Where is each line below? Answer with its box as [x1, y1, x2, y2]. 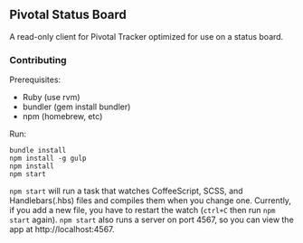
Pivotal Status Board [9, 7, 127, 23]
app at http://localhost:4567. [9, 224, 115, 235]
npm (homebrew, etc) [22, 111, 103, 122]
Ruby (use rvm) [22, 92, 80, 103]
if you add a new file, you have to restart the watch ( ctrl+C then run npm [9, 205, 276, 216]
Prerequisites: [9, 74, 62, 85]
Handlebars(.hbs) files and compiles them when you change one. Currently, [9, 195, 292, 206]
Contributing [9, 53, 67, 66]
